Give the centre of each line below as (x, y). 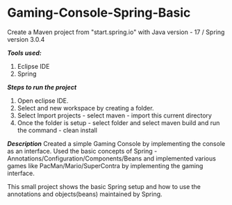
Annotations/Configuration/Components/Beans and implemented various (112, 158)
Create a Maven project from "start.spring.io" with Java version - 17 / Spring (116, 32)
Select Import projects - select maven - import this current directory (114, 115)
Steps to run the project (42, 87)
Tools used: (24, 53)
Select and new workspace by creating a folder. (85, 108)
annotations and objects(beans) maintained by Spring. (85, 194)
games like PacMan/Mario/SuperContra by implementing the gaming (105, 165)
